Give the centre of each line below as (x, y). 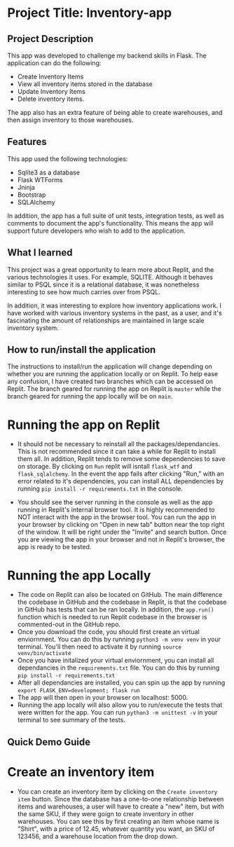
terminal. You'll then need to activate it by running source (99, 647)
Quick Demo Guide (49, 742)
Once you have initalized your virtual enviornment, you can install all (116, 661)
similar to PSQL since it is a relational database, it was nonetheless (103, 284)
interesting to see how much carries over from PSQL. (84, 291)
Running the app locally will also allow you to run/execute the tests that (120, 705)
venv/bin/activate (44, 654)
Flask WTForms (40, 179)
